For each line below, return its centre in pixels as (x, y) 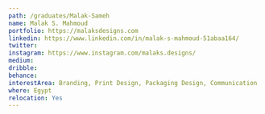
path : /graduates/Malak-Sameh (59, 16)
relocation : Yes (35, 98)
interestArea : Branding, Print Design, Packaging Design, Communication (133, 83)
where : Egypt (30, 90)
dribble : (23, 68)
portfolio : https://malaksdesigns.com (73, 31)
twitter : (23, 46)
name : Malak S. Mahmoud (48, 23)
